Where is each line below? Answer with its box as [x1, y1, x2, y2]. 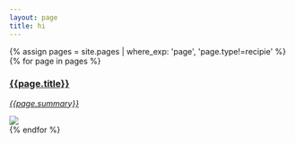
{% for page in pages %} [9, 55, 101, 66]
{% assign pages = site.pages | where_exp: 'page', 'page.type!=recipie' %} [9, 46, 287, 56]
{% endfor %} [9, 124, 61, 135]
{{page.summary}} [9, 97, 79, 108]
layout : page [9, 13, 58, 22]
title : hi [9, 21, 47, 30]
